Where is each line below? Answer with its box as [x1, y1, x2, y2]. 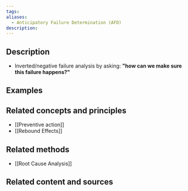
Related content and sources [6, 177, 114, 187]
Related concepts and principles [6, 105, 127, 115]
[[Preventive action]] [14, 121, 64, 128]
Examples [6, 86, 43, 96]
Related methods [6, 145, 70, 155]
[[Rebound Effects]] [14, 128, 63, 135]
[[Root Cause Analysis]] [14, 160, 72, 167]
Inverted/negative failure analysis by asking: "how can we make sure [14, 62, 182, 69]
